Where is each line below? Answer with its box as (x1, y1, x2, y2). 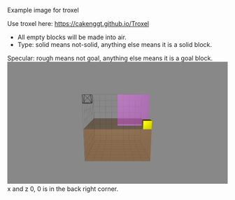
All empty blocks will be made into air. (17, 33, 127, 41)
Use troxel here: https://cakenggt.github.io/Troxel (7, 20, 149, 27)
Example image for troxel (7, 6, 79, 14)
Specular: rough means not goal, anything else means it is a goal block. (7, 54, 213, 62)
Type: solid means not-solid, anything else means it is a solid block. (17, 41, 212, 48)
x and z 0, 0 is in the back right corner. (7, 185, 119, 193)
